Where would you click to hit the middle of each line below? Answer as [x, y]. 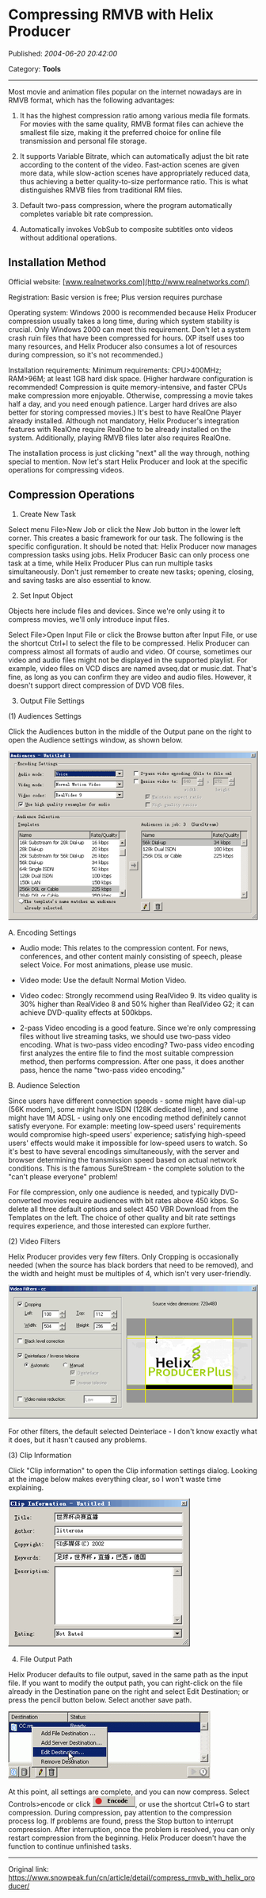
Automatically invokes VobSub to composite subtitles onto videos [126, 229]
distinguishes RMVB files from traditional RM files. [101, 190]
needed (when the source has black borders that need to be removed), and [131, 1265]
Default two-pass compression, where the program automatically [126, 205]
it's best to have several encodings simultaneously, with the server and [124, 1152]
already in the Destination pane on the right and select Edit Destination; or [129, 1692]
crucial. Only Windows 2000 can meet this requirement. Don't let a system [129, 329]
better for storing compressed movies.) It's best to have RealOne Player [125, 412]
